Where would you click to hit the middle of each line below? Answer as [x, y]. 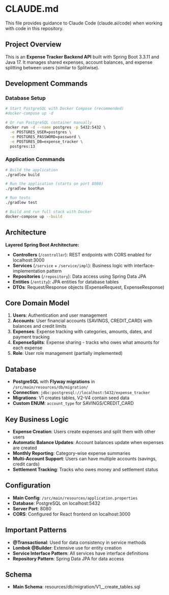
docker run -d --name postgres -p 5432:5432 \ [55, 127]
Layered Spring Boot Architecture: [42, 245]
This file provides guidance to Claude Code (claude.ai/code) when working [84, 23]
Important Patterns [36, 530]
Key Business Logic [37, 419]
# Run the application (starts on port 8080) [54, 184]
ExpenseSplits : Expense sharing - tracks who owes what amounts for [86, 343]
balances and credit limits [39, 326]
